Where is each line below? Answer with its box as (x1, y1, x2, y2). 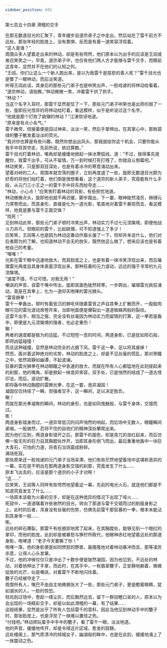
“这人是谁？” (5, 44, 31, 50)
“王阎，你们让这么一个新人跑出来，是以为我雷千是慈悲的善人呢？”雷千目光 (5, 69, 158, 75)
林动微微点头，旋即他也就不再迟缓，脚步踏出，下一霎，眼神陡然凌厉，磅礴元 (5, 194, 162, 200)
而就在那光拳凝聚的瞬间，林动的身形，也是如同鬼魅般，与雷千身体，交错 (5, 400, 153, 406)
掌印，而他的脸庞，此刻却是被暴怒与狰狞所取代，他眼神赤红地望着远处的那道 (5, 531, 162, 537)
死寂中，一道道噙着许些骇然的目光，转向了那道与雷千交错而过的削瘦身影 (5, 500, 153, 506)
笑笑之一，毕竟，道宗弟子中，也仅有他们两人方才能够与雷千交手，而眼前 (13, 57, 162, 63)
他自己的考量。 (5, 244, 36, 250)
